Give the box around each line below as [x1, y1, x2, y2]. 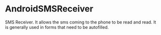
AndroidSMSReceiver [5, 3, 93, 14]
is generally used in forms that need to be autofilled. [5, 24, 109, 30]
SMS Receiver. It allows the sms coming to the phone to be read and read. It [5, 19, 156, 25]
